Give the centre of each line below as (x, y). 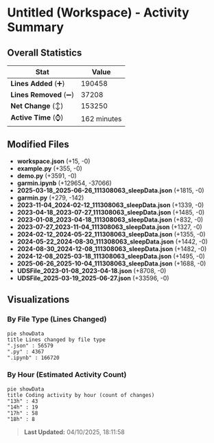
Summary (35, 27)
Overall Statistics (45, 53)
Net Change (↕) (37, 106)
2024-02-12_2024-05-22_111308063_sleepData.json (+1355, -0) (111, 234)
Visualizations (38, 300)
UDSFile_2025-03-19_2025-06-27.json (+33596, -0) (93, 278)
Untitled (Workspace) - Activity (98, 13)
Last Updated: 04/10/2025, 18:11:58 (74, 432)
